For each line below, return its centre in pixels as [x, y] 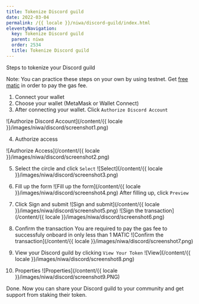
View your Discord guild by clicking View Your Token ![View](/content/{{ [102, 252]
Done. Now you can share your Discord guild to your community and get [95, 288]
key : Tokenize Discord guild [48, 34]
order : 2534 [27, 45]
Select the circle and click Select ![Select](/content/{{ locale [88, 168]
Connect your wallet [39, 97]
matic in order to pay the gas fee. [47, 85]
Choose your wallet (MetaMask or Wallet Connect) [77, 103]
